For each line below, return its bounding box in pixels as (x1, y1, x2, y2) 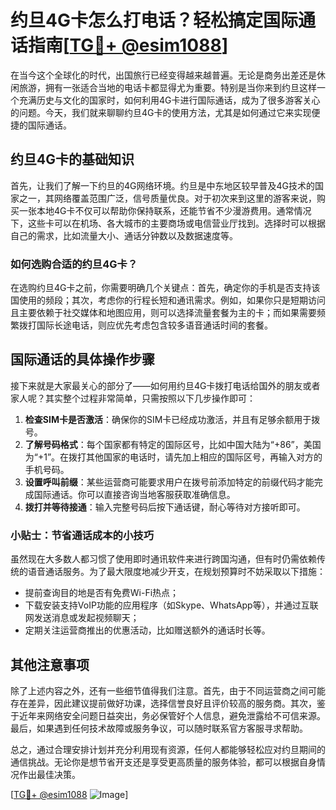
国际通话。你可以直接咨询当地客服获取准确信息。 (33, 488, 236, 500)
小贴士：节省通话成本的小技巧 (10, 528, 155, 542)
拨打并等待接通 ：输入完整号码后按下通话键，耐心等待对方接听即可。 (24, 501, 306, 513)
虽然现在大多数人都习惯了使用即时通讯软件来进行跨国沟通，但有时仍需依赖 (10, 553, 317, 565)
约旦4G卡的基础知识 (10, 151, 135, 168)
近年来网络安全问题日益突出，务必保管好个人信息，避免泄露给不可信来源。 (18, 709, 326, 721)
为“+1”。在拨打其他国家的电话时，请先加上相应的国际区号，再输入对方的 (24, 451, 323, 463)
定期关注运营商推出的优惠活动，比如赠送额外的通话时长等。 (24, 624, 271, 636)
